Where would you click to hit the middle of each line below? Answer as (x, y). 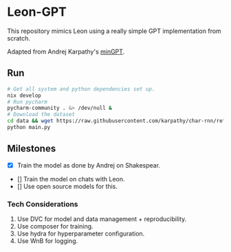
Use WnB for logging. (47, 241)
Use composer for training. (55, 227)
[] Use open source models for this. (67, 186)
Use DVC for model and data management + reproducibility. (102, 219)
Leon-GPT (37, 12)
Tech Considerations (43, 204)
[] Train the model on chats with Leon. (71, 179)
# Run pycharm (27, 102)
